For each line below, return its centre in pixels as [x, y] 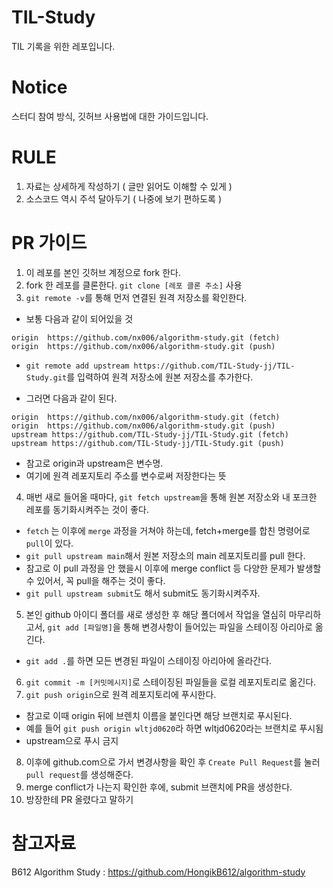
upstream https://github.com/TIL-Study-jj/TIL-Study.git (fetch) [150, 434]
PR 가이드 [49, 243]
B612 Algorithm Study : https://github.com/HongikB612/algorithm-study [158, 872]
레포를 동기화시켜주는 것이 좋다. [87, 509]
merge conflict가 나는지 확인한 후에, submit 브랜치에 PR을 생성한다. [159, 787]
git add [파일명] [80, 627]
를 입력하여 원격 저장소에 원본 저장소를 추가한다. [160, 377]
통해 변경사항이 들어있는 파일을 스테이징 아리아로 [217, 627]
